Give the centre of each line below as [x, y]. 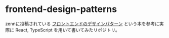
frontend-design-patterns [61, 9]
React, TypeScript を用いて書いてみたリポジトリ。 [67, 30]
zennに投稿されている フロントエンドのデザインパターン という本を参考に [82, 23]
